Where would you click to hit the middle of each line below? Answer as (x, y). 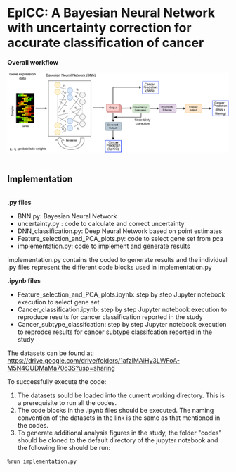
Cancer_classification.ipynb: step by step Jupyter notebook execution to (122, 310)
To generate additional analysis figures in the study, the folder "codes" (120, 433)
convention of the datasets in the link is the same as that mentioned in (119, 418)
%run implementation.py (42, 462)
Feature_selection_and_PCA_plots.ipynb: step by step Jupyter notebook (121, 294)
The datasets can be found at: (51, 353)
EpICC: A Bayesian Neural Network (111, 13)
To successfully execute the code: (57, 382)
